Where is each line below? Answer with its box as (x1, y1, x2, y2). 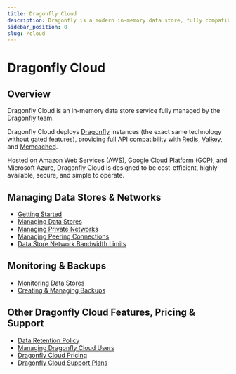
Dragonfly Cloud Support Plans (17, 359, 108, 367)
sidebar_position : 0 (7, 23, 68, 30)
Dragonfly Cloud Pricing (17, 351, 88, 359)
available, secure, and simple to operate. (7, 171, 125, 180)
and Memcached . (7, 142, 58, 151)
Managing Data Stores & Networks (7, 191, 162, 203)
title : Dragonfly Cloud (7, 10, 77, 18)
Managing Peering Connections (17, 232, 110, 241)
